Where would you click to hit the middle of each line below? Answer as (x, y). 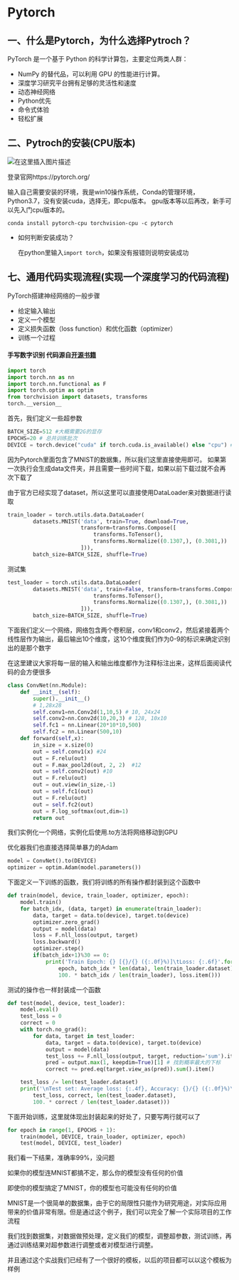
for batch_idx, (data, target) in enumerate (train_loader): (111, 909)
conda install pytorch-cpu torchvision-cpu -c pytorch (90, 223)
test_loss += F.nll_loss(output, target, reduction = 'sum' (133, 1056)
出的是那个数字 (29, 648)
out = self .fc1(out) (63, 791)
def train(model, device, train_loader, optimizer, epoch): (99, 896)
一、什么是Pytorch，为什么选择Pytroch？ (100, 40)
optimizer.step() (58, 949)
